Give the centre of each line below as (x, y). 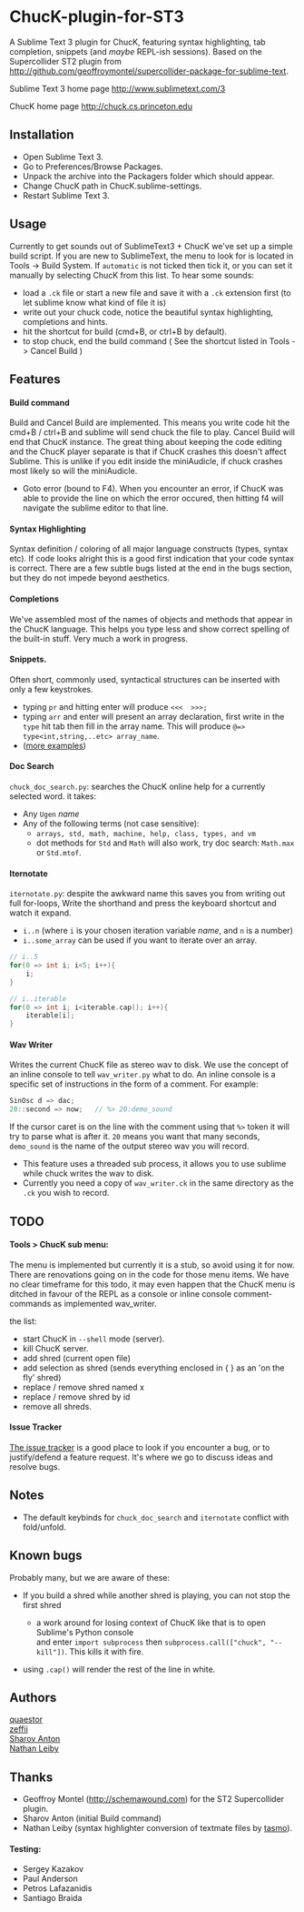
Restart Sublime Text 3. (66, 195)
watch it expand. (40, 913)
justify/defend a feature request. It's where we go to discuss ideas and (142, 1457)
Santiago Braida (52, 1898)
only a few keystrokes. (51, 689)
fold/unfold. (44, 1527)
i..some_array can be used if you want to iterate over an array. (140, 940)
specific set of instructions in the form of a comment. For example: (134, 1084)
